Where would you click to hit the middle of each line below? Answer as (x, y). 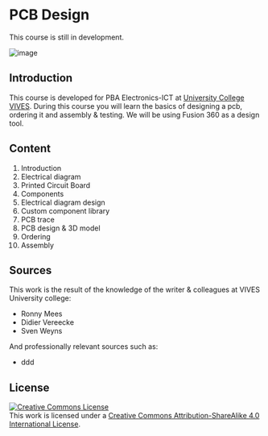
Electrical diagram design (63, 202)
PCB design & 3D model (60, 228)
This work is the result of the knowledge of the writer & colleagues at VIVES (135, 290)
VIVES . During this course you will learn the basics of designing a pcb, (126, 106)
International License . (45, 424)
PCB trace (37, 219)
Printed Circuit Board (56, 185)
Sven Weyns (41, 331)
